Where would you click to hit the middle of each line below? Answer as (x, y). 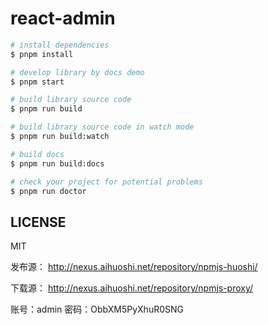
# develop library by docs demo (77, 72)
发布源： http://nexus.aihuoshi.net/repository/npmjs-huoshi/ (134, 267)
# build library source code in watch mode (102, 127)
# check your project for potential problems (106, 182)
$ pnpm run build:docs (57, 163)
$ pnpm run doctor (48, 191)
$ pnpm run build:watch (60, 137)
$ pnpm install (42, 54)
